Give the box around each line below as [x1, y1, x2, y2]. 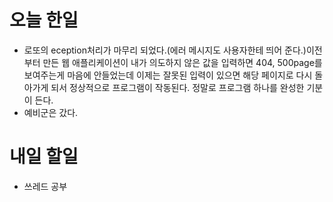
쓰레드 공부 [23, 180, 68, 192]
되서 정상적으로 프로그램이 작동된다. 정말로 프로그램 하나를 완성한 [50, 81, 305, 93]
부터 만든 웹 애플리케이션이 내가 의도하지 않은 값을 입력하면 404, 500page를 [23, 56, 323, 68]
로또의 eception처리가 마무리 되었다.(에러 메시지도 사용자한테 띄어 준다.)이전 [23, 44, 323, 56]
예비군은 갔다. [23, 106, 79, 118]
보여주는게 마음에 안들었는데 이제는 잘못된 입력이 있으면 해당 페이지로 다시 [23, 69, 313, 81]
